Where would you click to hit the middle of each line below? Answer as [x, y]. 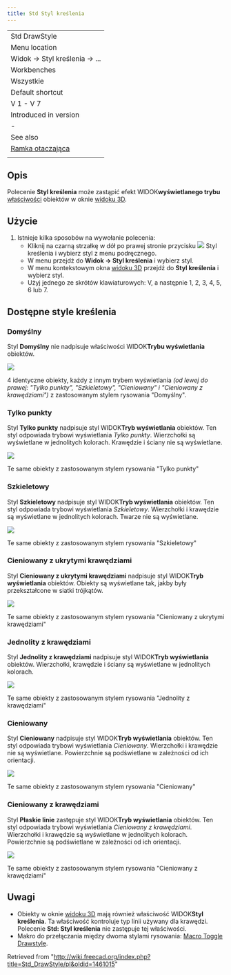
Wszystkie [28, 81]
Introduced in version [45, 115]
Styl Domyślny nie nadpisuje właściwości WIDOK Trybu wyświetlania [106, 346]
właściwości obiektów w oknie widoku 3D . [67, 199]
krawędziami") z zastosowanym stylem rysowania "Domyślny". [97, 395]
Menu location [34, 47]
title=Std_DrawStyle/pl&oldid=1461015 [61, 964]
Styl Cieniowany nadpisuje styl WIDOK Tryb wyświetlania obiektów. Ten [110, 738]
